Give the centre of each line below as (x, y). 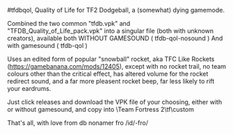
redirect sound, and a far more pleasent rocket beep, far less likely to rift (111, 81)
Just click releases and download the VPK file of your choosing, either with (115, 102)
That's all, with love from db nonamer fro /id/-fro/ (78, 123)
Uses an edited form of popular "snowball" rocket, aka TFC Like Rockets (111, 59)
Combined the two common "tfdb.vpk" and (69, 23)
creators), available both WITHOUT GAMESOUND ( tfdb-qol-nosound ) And (115, 38)
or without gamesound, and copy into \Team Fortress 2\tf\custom (101, 109)
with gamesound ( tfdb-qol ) (48, 45)
